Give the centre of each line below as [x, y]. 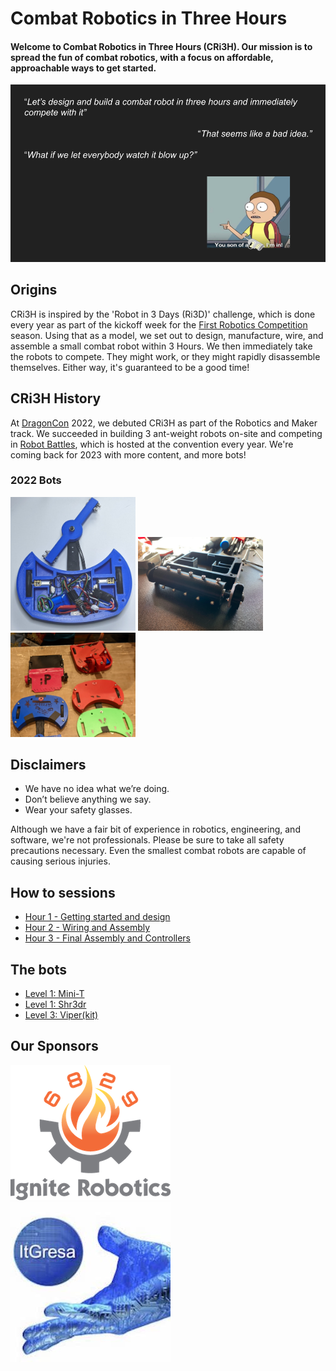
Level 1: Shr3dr [55, 1004]
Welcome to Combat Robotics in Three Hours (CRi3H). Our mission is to [161, 46]
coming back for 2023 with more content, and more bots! [128, 454]
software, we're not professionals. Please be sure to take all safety [147, 840]
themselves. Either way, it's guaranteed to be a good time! [130, 367]
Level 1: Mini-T [54, 994]
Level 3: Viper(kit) [61, 1015]
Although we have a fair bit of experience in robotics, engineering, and [155, 829]
